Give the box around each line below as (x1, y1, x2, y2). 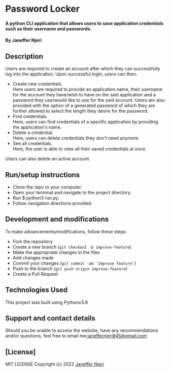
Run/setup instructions (5, 170, 80, 179)
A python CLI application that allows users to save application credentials (5, 20, 164, 26)
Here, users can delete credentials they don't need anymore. (12, 135, 140, 141)
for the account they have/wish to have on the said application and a (12, 92, 156, 98)
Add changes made (12, 254, 54, 260)
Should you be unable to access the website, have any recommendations (5, 327, 158, 334)
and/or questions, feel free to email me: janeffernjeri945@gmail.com (5, 333, 147, 339)
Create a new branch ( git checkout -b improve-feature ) (12, 244, 132, 250)
